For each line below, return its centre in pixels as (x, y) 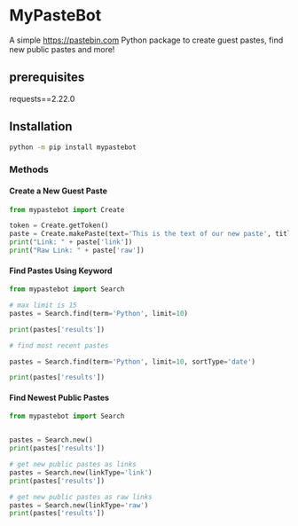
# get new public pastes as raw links (81, 497)
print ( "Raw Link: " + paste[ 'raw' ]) (77, 251)
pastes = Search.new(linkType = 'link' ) (81, 472)
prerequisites (47, 78)
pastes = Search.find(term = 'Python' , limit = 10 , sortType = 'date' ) (132, 361)
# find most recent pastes (59, 345)
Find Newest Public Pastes (59, 397)
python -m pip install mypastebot (73, 147)
